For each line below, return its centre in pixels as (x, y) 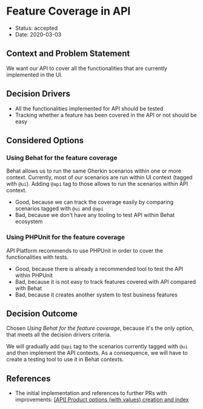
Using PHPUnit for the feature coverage (66, 237)
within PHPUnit (34, 275)
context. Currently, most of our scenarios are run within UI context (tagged (99, 177)
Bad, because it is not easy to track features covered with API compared (105, 281)
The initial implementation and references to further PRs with (91, 393)
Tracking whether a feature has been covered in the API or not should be (106, 115)
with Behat (28, 288)
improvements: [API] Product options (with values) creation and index (102, 400)
